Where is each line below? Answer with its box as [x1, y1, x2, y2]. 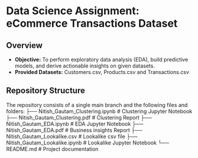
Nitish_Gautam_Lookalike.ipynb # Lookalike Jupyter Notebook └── [6, 139, 170, 146]
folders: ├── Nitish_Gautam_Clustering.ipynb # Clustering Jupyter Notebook [6, 108, 193, 115]
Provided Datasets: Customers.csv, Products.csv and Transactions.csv [14, 69, 189, 75]
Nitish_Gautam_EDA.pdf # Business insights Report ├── [6, 126, 143, 134]
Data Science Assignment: [6, 4, 139, 18]
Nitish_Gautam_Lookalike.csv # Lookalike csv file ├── [6, 133, 138, 140]
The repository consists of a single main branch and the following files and [6, 101, 188, 108]
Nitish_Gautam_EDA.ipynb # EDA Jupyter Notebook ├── [6, 120, 144, 127]
